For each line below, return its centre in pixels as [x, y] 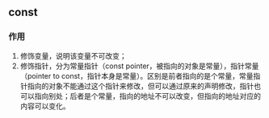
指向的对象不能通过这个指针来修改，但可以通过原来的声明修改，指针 [141, 86]
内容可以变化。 [45, 106]
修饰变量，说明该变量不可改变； [73, 55]
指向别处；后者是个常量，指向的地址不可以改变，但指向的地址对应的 [147, 96]
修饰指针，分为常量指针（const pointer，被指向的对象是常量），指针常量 [139, 66]
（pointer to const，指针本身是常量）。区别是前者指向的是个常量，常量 [137, 75]
